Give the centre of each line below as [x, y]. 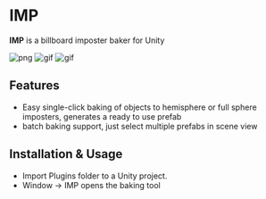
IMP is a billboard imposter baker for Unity [87, 40]
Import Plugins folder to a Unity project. [95, 176]
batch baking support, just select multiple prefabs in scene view [140, 126]
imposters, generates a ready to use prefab [102, 116]
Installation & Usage [66, 154]
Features [34, 86]
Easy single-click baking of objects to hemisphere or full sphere [139, 107]
